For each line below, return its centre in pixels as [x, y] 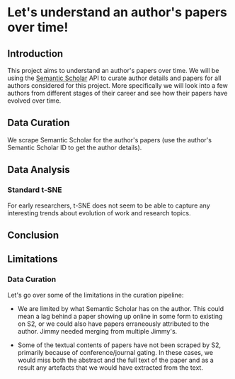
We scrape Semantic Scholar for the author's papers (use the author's [110, 140]
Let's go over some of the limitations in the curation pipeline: [96, 295]
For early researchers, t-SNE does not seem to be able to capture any [109, 205]
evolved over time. [34, 101]
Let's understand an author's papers [117, 12]
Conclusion [33, 235]
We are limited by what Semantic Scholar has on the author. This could [121, 308]
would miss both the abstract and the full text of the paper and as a [115, 360]
